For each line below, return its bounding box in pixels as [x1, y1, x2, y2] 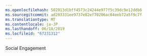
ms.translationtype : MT [5, 17, 56, 22]
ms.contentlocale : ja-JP [5, 21, 58, 27]
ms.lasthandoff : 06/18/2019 [5, 26, 65, 32]
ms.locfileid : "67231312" [5, 31, 60, 36]
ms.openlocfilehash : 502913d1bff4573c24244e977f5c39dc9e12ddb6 [5, 7, 142, 13]
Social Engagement [5, 45, 46, 51]
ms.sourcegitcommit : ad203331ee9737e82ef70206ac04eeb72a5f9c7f [5, 12, 142, 17]
